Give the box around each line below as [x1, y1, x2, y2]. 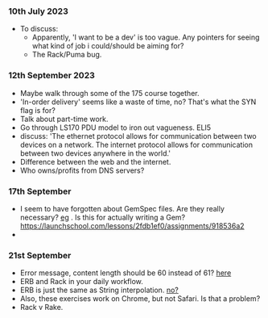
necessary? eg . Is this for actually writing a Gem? [19, 212, 186, 222]
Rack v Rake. [19, 303, 64, 312]
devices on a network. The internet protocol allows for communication [19, 140, 254, 149]
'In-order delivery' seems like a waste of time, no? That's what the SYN [19, 97, 257, 107]
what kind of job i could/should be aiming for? [31, 41, 184, 51]
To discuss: [19, 24, 59, 34]
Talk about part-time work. [19, 114, 109, 123]
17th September [8, 186, 72, 197]
